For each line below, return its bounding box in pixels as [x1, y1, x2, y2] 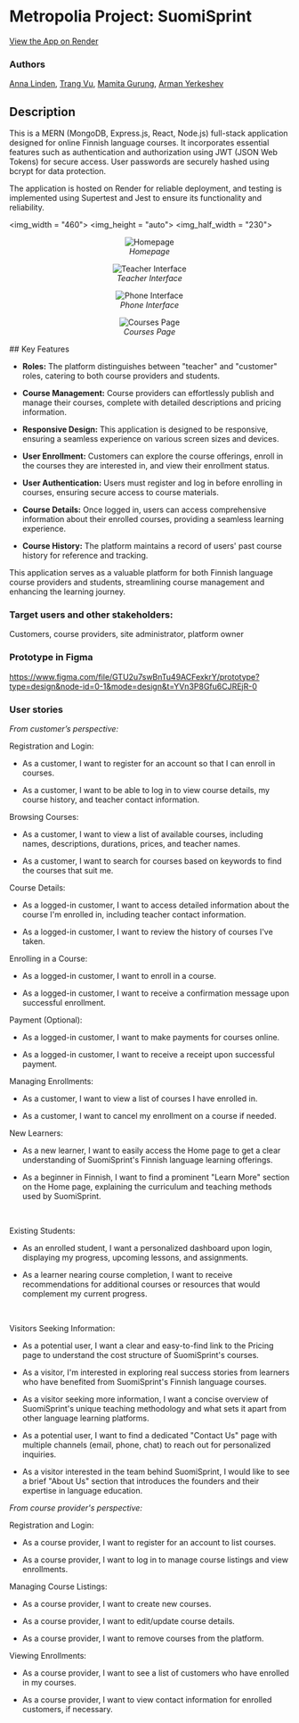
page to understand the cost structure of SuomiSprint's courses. [21, 1349, 260, 1360]
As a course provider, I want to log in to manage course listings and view [21, 1554, 289, 1565]
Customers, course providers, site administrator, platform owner [9, 629, 245, 640]
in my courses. [21, 1677, 77, 1687]
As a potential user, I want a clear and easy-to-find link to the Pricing [21, 1340, 274, 1351]
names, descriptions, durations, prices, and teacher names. [21, 838, 240, 849]
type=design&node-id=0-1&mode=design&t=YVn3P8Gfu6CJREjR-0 [9, 681, 258, 692]
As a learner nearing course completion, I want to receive [21, 1269, 233, 1280]
